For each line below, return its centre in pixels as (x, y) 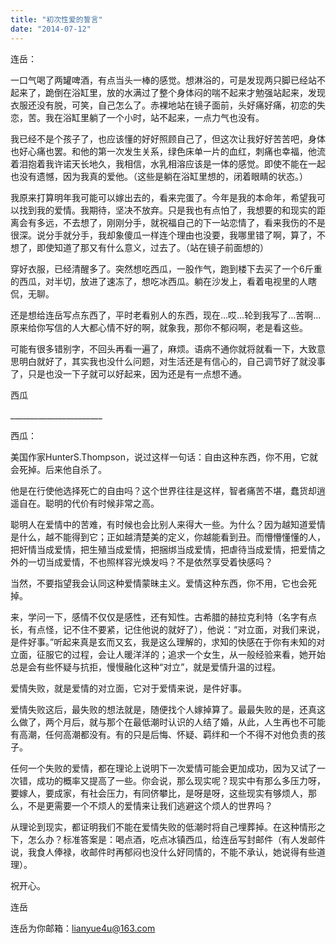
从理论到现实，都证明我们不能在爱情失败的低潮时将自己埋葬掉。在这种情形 (163, 827)
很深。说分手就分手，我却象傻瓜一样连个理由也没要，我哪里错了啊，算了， (163, 235)
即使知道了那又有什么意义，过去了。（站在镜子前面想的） (152, 247)
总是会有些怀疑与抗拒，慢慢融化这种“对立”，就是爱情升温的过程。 (146, 667)
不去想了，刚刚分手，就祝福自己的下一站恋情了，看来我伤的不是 (194, 222)
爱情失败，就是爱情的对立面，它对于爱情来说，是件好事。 (128, 688)
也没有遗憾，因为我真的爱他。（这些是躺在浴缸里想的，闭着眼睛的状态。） (159, 176)
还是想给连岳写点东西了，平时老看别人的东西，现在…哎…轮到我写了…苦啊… (166, 315)
